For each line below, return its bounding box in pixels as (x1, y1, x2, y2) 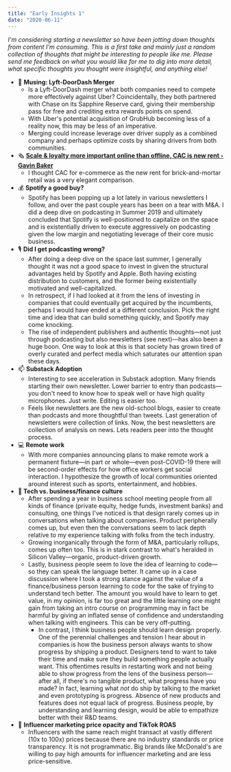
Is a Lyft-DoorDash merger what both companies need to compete (27, 85, 216, 93)
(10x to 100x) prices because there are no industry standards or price (27, 735, 224, 743)
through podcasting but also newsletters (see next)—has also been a (27, 334, 223, 343)
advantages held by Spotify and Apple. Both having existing (27, 269, 197, 277)
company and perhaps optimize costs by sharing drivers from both (27, 136, 217, 144)
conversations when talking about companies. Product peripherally (27, 516, 218, 524)
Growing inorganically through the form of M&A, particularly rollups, (27, 538, 220, 546)
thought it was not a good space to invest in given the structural (27, 262, 208, 270)
